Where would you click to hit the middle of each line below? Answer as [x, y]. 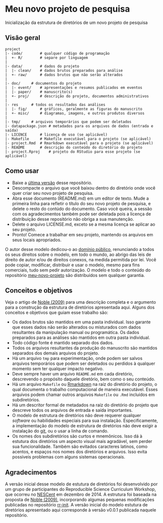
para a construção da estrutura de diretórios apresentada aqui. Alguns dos [80, 307]
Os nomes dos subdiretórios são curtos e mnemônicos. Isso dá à [77, 436]
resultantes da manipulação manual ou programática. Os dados [76, 333]
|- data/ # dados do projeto [42, 66]
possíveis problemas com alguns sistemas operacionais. [69, 457]
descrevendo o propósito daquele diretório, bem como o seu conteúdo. [84, 379]
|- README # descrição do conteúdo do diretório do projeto [74, 147]
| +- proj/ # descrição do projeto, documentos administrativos [77, 96]
